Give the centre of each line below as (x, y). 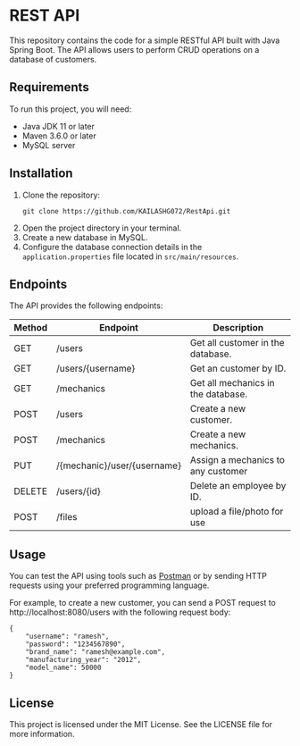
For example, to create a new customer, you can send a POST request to (143, 603)
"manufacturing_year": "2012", (83, 660)
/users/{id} (79, 491)
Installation (41, 174)
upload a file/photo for (237, 512)
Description (238, 328)
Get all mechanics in (232, 383)
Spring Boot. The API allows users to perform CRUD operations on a (134, 49)
